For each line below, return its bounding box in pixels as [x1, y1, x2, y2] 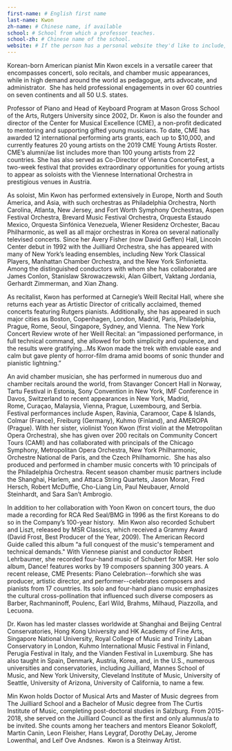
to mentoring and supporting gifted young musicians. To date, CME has [7, 126, 211, 134]
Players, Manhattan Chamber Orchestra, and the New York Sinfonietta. [7, 257, 209, 265]
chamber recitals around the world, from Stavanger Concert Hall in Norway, [7, 380, 222, 388]
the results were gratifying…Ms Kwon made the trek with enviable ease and [7, 344, 222, 352]
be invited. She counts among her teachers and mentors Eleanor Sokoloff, [7, 721, 217, 730]
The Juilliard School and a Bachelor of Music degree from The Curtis [7, 700, 203, 707]
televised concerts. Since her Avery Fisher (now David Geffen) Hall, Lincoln [7, 235, 221, 243]
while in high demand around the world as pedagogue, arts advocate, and [7, 76, 217, 84]
